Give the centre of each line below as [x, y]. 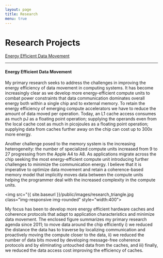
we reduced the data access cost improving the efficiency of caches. [74, 250]
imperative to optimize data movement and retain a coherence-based [74, 169]
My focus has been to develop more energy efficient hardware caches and [80, 209]
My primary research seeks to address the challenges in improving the [76, 83]
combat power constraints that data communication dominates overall [75, 98]
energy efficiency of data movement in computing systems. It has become [79, 87]
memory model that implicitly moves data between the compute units [74, 174]
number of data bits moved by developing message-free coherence [73, 240]
